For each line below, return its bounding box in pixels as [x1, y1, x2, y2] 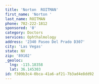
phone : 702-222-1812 [5, 21, 48, 26]
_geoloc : [5, 58, 23, 63]
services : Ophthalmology [5, 35, 56, 40]
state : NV [5, 48, 26, 53]
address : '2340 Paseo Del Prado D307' [5, 40, 85, 44]
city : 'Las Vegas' [5, 44, 43, 49]
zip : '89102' [5, 53, 32, 58]
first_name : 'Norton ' [5, 12, 52, 17]
